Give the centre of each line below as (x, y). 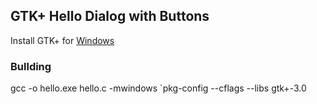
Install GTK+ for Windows (62, 40)
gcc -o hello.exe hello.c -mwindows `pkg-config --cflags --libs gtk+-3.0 (158, 88)
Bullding (31, 66)
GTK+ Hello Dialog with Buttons (110, 16)
